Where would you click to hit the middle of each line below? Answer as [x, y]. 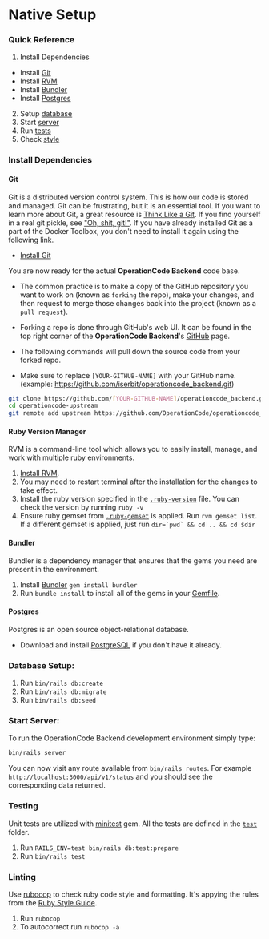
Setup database [46, 114]
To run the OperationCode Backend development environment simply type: [132, 738]
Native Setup [52, 15]
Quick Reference [42, 40]
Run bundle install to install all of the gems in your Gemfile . [120, 593]
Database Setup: [42, 665]
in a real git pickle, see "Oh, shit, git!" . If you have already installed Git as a [131, 223]
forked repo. [40, 360]
